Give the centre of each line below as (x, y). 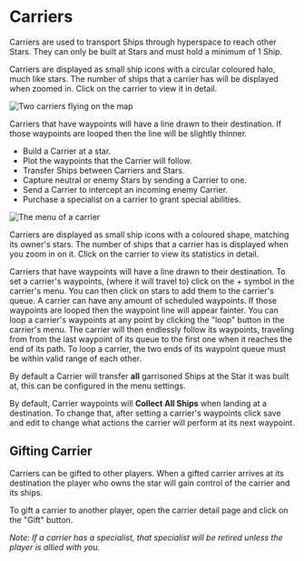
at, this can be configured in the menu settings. (98, 386)
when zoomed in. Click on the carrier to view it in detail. (113, 88)
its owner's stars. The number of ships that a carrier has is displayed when (149, 244)
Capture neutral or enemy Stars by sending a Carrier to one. (135, 180)
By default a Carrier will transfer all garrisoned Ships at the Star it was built (149, 376)
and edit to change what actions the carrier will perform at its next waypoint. (152, 422)
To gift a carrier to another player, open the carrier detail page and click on (149, 510)
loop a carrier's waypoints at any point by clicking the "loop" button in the (147, 319)
